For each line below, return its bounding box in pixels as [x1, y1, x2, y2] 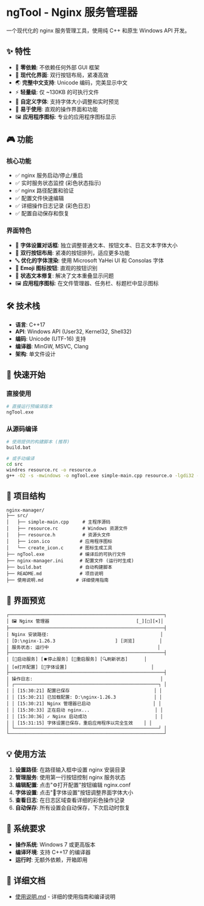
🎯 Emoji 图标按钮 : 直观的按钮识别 [15, 264, 98, 271]
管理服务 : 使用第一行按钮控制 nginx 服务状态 [15, 773, 126, 781]
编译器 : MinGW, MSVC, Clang [15, 342, 89, 350]
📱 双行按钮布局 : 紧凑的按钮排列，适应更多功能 [15, 249, 130, 256]
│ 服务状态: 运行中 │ [6, 645, 161, 651]
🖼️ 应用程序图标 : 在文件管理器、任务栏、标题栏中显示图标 [15, 279, 159, 286]
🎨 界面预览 [6, 595, 46, 606]
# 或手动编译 [6, 455, 35, 462]
